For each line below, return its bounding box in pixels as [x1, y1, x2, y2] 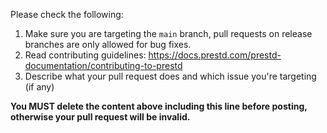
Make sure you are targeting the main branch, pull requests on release [24, 28, 313, 39]
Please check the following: [10, 9, 124, 20]
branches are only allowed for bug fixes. [24, 39, 192, 50]
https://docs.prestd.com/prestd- [148, 49, 282, 61]
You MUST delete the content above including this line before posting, [10, 100, 308, 112]
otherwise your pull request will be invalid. [10, 111, 191, 123]
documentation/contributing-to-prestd [24, 60, 183, 71]
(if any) [24, 81, 55, 93]
